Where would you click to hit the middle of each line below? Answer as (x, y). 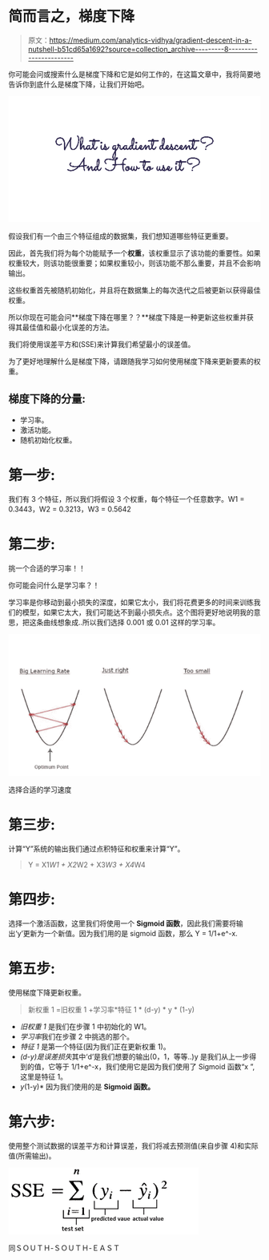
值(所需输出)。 (32, 1156)
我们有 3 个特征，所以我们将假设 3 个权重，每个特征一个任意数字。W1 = (126, 499)
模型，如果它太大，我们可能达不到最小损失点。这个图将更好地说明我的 (138, 612)
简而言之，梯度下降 (72, 16)
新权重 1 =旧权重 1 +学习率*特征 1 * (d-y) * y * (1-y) (111, 1010)
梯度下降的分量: (47, 399)
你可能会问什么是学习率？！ (54, 585)
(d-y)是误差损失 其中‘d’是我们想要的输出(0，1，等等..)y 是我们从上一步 (134, 1057)
